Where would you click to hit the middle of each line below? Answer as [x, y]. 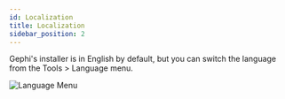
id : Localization [41, 17]
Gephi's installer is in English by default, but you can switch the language [143, 59]
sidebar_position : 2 [47, 34]
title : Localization [47, 26]
